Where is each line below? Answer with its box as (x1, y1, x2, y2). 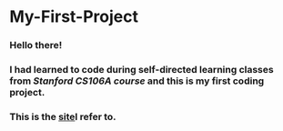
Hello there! (9, 39, 63, 52)
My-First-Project (9, 6, 139, 27)
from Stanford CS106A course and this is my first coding (9, 75, 265, 87)
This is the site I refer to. (9, 110, 116, 123)
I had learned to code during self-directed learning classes (9, 64, 275, 76)
